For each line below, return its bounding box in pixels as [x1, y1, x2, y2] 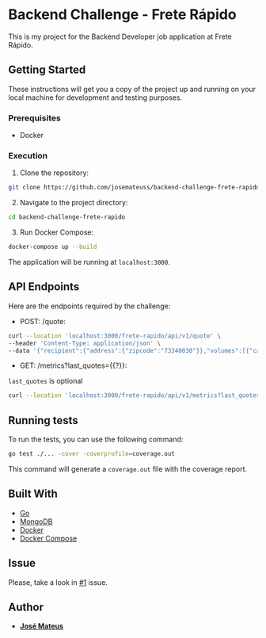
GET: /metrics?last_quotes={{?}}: [19, 361, 127, 370]
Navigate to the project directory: [19, 198, 128, 208]
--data [8, 346, 30, 354]
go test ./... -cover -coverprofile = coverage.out [8, 450, 176, 458]
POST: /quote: [19, 316, 66, 326]
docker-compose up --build [8, 243, 97, 251]
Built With [8, 487, 58, 501]
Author [8, 600, 44, 613]
